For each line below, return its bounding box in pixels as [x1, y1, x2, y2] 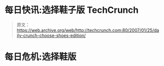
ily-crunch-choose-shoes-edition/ [16, 33, 86, 38]
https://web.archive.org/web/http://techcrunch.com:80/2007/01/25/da [16, 27, 159, 33]
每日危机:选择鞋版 [4, 51, 77, 63]
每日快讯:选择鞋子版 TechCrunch [4, 4, 138, 16]
